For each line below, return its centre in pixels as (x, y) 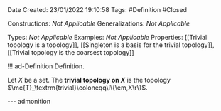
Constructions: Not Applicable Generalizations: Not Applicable (99, 23)
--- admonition (29, 101)
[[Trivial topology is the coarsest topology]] (71, 52)
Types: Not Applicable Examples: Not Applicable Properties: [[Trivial (107, 37)
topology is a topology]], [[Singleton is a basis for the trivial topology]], (111, 45)
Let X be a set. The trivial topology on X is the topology (89, 80)
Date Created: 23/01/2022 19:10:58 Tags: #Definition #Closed (97, 10)
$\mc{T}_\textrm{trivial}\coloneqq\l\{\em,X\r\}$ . (77, 88)
